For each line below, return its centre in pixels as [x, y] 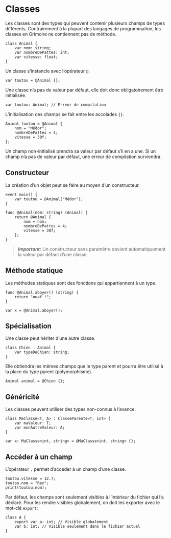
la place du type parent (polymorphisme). [49, 372]
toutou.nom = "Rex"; [27, 483]
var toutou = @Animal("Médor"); [49, 199]
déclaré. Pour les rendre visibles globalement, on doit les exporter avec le [83, 503]
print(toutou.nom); [26, 488]
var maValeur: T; [33, 423]
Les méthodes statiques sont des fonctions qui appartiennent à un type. [81, 283]
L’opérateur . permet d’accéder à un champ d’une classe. [66, 469]
